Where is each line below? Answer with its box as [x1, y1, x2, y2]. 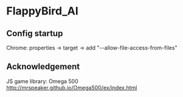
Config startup [6, 28, 63, 39]
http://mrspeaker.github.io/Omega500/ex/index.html [6, 84, 137, 91]
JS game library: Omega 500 [6, 77, 79, 85]
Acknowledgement [6, 61, 80, 72]
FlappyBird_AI [6, 4, 79, 18]
